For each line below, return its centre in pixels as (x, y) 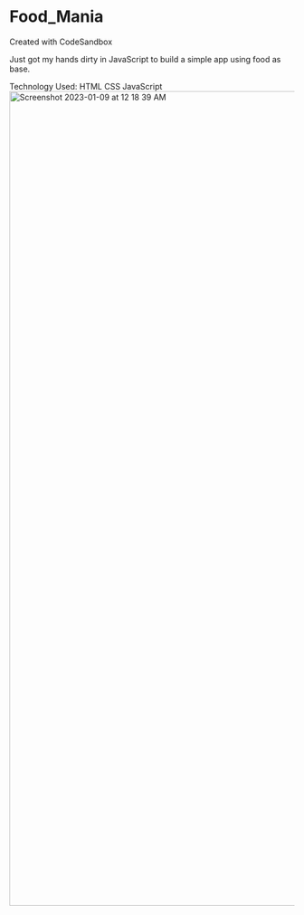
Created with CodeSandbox (61, 42)
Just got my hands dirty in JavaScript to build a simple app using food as (145, 59)
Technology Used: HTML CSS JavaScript (86, 86)
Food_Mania (57, 17)
